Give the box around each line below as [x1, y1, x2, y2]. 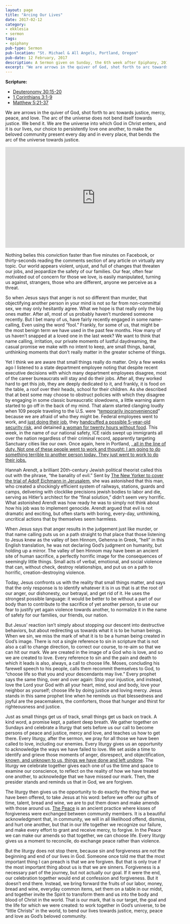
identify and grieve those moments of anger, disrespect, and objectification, [5, 752, 165, 758]
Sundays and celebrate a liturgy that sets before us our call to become [5, 725, 154, 731]
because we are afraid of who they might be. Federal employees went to [5, 414, 158, 420]
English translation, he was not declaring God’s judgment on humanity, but [5, 542, 162, 548]
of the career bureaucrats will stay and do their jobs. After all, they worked [5, 375, 162, 382]
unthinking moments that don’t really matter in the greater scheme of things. [5, 349, 166, 355]
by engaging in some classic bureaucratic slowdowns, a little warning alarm [5, 397, 165, 403]
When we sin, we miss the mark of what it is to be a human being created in [5, 633, 165, 639]
